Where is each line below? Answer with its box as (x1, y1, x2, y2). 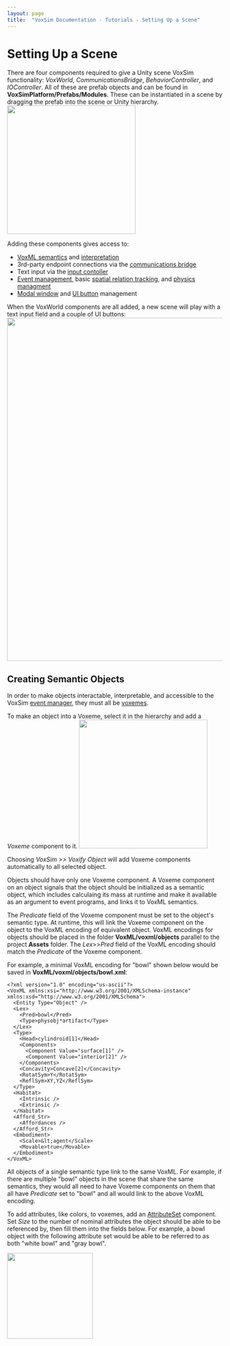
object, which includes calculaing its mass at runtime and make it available (7, 890, 217, 899)
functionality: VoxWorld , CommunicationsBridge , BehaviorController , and (7, 76, 214, 84)
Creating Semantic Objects (7, 673, 125, 685)
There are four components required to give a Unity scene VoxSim (7, 69, 194, 77)
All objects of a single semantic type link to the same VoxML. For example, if (7, 1168, 222, 1176)
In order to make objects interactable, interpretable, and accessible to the (7, 691, 214, 700)
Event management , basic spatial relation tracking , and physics (16, 275, 196, 283)
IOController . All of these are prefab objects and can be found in (7, 83, 188, 91)
